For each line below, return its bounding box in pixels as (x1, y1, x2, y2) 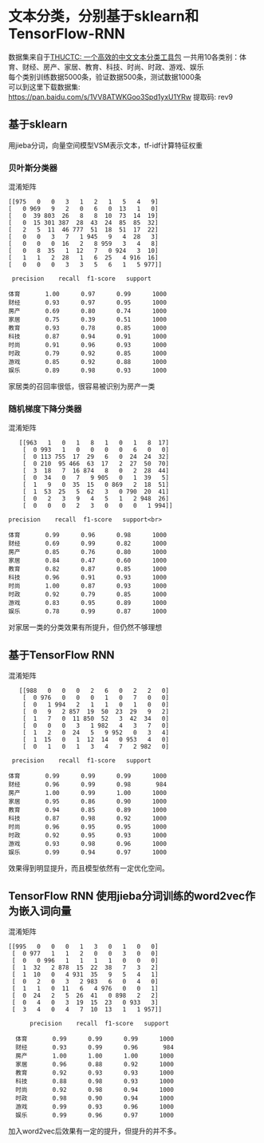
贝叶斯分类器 (8, 162, 58, 173)
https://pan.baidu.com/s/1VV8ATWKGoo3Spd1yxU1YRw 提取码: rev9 (8, 92, 234, 101)
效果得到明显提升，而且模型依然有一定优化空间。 (8, 864, 169, 873)
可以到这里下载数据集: (8, 81, 81, 92)
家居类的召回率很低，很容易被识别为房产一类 (8, 382, 156, 391)
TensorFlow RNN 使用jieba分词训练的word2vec (8, 889, 246, 903)
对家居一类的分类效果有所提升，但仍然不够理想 (8, 623, 162, 632)
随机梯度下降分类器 (8, 403, 82, 414)
